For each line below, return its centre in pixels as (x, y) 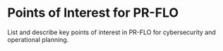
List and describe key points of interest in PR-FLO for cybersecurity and (112, 32)
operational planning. (38, 39)
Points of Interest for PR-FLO (93, 13)
